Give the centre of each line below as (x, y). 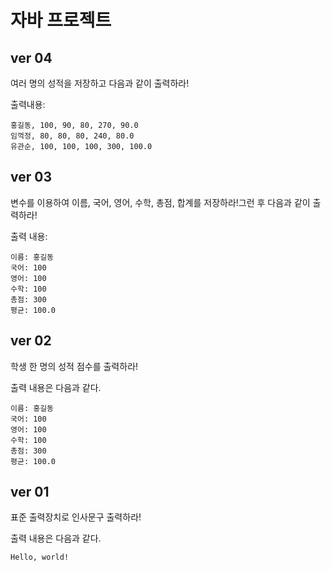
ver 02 (31, 341)
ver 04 (31, 57)
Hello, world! (40, 557)
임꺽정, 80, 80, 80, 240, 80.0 (72, 136)
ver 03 (31, 177)
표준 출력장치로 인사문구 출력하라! (76, 517)
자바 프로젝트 (61, 20)
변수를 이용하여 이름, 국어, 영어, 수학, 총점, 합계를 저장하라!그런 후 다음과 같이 (160, 202)
